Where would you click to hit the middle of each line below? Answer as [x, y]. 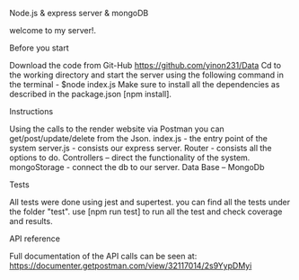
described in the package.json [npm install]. [91, 94]
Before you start [39, 48]
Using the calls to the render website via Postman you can [117, 129]
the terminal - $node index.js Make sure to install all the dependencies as [145, 84]
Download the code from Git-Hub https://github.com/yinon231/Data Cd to [145, 65]
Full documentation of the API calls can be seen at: [103, 256]
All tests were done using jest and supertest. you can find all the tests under [150, 202]
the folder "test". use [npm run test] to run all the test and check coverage [146, 212]
